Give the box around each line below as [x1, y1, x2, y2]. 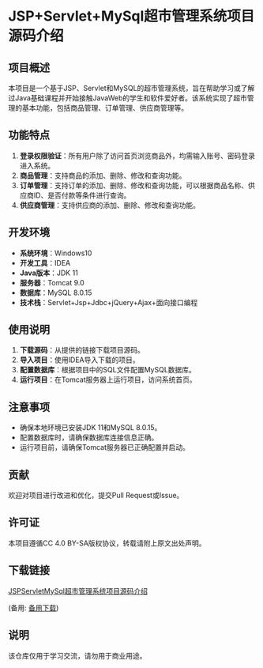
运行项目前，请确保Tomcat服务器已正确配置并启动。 [19, 443, 190, 452]
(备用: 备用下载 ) [8, 602, 59, 613]
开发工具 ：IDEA [19, 258, 71, 267]
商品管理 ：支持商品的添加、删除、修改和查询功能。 [19, 171, 186, 180]
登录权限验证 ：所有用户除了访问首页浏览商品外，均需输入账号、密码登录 [19, 151, 255, 160]
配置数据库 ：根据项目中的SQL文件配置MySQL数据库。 [19, 365, 196, 375]
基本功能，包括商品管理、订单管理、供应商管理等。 [21, 104, 188, 112]
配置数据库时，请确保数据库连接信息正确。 [19, 432, 159, 443]
